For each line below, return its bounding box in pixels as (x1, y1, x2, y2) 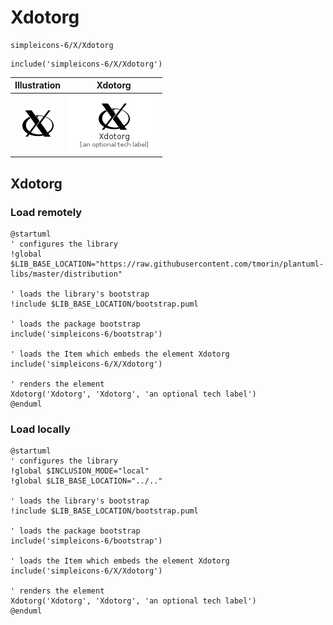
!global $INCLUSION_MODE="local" (10, 466, 150, 476)
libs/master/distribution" (10, 269, 123, 279)
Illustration (14, 79, 62, 91)
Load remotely (10, 205, 83, 219)
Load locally (10, 422, 71, 436)
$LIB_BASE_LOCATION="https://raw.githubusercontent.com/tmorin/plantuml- (10, 259, 325, 269)
